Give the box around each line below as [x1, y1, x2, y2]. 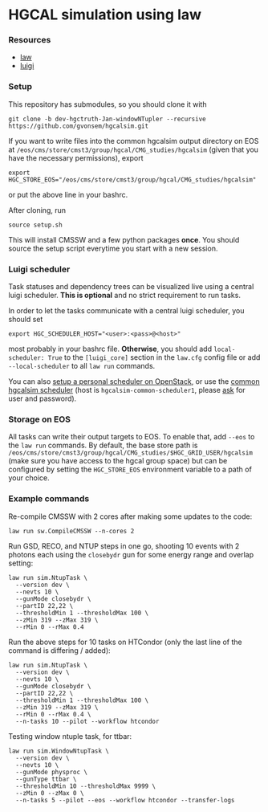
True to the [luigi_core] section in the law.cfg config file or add [47, 353, 261, 362]
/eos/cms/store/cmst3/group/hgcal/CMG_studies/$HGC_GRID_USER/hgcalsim [8, 449, 253, 457]
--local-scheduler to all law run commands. [8, 361, 156, 371]
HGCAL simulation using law [8, 6, 202, 24]
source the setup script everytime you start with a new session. [8, 243, 218, 253]
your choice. [8, 473, 50, 483]
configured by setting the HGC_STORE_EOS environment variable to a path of [8, 464, 253, 475]
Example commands [8, 493, 90, 504]
